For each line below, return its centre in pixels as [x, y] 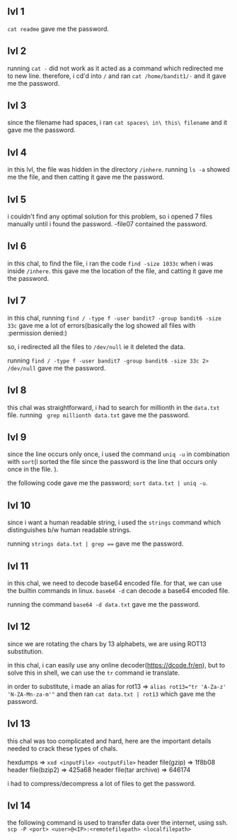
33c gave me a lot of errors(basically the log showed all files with [102, 325]
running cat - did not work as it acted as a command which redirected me [116, 68]
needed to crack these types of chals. [63, 748]
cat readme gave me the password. [58, 28]
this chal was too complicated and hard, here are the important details [109, 741]
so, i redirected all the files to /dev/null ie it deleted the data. [96, 346]
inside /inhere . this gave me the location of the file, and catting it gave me [115, 271]
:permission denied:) [37, 333]
